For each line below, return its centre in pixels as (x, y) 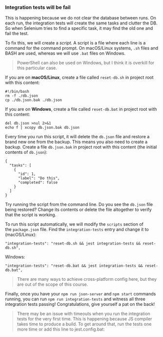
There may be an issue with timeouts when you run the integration (83, 314)
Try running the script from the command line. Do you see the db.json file (79, 205)
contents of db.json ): (26, 152)
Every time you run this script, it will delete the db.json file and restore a (77, 137)
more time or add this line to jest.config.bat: (61, 329)
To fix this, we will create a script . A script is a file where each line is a (75, 43)
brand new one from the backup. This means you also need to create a (76, 142)
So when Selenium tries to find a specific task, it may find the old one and (79, 28)
